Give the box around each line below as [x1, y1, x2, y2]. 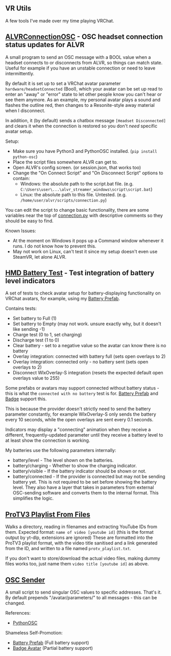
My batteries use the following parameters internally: [5, 447, 116, 454]
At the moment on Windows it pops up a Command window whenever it [12, 237, 164, 243]
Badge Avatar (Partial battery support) [12, 645, 93, 651]
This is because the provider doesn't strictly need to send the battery [5, 406, 151, 412]
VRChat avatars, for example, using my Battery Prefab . [5, 296, 120, 302]
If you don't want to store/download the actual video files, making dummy [5, 555, 160, 561]
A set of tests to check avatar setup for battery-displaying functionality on [5, 290, 161, 296]
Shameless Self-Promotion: [5, 630, 63, 636]
